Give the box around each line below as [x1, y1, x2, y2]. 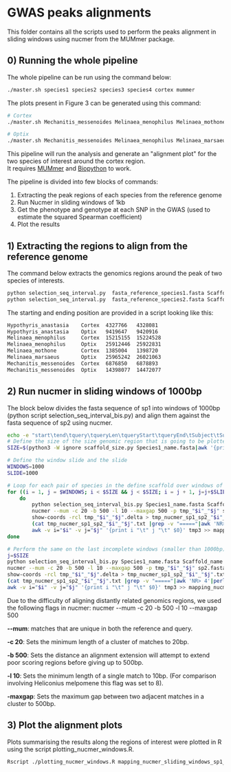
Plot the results [16, 220, 60, 228]
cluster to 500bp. [7, 699, 56, 707]
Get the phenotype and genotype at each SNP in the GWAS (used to [16, 206, 211, 214]
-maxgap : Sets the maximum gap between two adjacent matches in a [7, 692, 204, 701]
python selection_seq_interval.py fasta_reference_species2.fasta [7, 296, 205, 303]
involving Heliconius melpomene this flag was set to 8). [7, 679, 164, 687]
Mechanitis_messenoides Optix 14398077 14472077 [7, 366, 162, 373]
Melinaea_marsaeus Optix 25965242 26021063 [7, 354, 162, 361]
